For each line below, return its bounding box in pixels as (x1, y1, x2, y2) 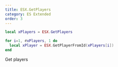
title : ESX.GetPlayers (5, 7, 51, 12)
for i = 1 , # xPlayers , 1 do (5, 39, 57, 44)
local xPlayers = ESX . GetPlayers (5, 30, 73, 35)
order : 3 (5, 16, 23, 21)
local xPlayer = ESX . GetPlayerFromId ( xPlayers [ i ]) (9, 43, 114, 48)
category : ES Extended (5, 12, 51, 17)
